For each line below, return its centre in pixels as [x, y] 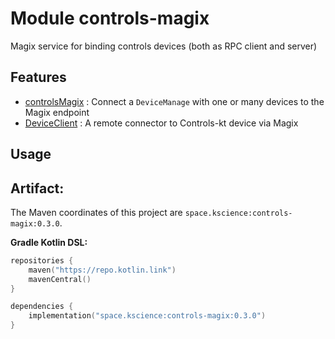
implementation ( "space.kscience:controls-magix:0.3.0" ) [147, 316]
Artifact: [37, 188]
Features [38, 77]
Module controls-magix [110, 18]
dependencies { [42, 307]
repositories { [42, 260]
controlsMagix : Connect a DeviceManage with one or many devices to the [174, 101]
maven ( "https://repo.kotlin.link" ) [102, 270]
